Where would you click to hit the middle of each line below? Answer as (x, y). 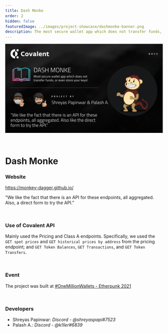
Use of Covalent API (30, 226)
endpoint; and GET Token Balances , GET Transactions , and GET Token (75, 247)
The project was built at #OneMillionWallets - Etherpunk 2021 (68, 286)
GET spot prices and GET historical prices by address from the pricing (80, 242)
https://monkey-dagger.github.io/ (39, 188)
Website (15, 177)
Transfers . (16, 252)
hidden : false (20, 21)
